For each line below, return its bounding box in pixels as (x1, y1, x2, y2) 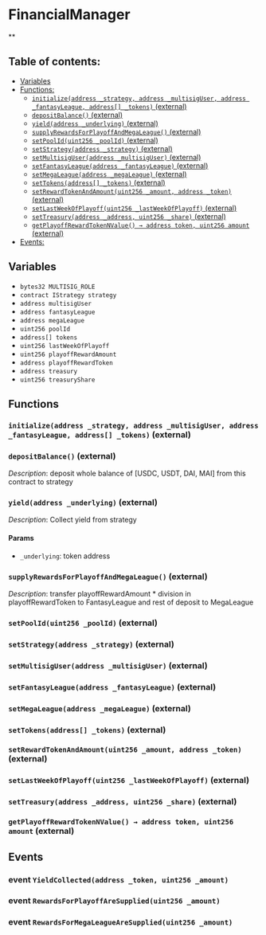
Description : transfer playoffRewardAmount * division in (8, 589, 191, 598)
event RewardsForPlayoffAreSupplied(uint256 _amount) (8, 895, 221, 906)
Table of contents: (8, 55, 101, 68)
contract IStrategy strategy (19, 291, 117, 299)
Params (8, 534, 34, 543)
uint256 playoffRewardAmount (19, 350, 117, 358)
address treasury (19, 367, 78, 375)
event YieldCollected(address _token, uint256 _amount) (8, 874, 229, 885)
